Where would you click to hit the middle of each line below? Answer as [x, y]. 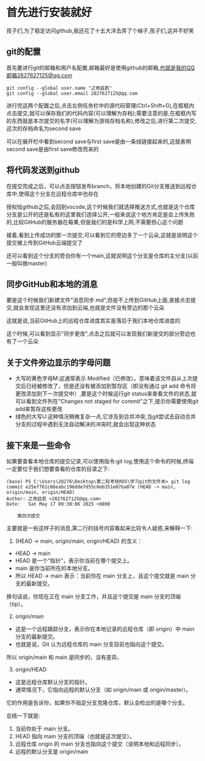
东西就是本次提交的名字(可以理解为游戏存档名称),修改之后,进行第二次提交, [104, 120]
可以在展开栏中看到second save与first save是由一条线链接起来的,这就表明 [99, 141]
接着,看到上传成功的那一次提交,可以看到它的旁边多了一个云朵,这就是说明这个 [102, 235]
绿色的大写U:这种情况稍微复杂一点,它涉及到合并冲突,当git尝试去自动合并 [106, 417]
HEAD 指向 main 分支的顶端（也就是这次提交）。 [75, 736]
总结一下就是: [23, 715]
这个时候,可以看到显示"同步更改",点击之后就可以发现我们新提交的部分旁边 [98, 334]
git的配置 [23, 52]
